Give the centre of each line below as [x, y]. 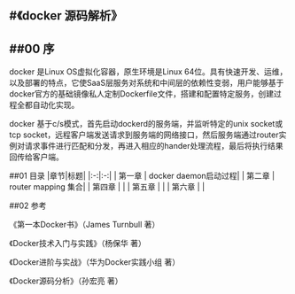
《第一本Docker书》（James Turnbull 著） [85, 225]
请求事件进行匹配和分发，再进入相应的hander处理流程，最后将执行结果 [154, 146]
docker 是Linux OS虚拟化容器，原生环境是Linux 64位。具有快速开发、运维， [148, 72]
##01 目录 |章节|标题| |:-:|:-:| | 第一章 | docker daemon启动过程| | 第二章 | [142, 176]
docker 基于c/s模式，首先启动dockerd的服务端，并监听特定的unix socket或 [146, 124]
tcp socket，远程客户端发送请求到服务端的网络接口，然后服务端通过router [144, 135]
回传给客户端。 [36, 157]
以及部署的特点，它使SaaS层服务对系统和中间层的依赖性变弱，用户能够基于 [147, 83]
